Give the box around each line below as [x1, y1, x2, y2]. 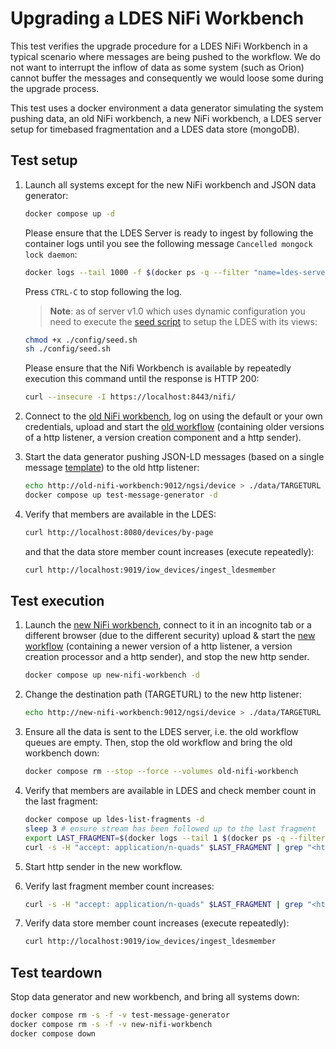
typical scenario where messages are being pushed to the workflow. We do [10, 50, 321, 62]
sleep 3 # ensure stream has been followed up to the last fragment [24, 823, 317, 834]
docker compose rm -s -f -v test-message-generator [10, 1010, 230, 1021]
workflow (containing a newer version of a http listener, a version [24, 640, 293, 652]
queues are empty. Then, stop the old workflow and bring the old [24, 737, 293, 749]
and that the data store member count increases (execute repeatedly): [24, 545, 315, 557]
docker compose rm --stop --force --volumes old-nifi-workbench [24, 767, 299, 777]
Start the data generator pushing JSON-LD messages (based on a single [24, 451, 325, 463]
